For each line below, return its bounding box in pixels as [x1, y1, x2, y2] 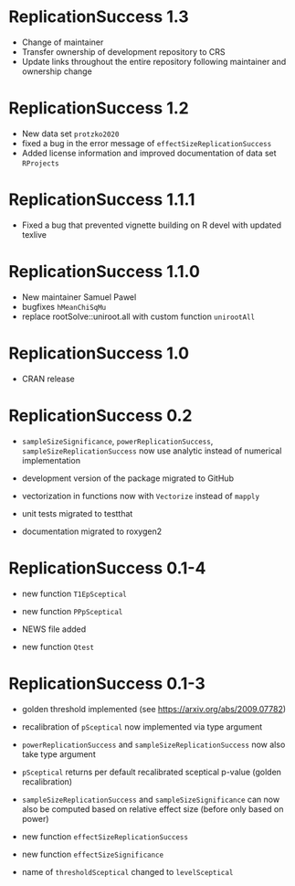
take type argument [21, 748, 97, 760]
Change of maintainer [21, 37, 104, 48]
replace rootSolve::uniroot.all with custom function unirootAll [21, 311, 256, 322]
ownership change [21, 66, 92, 77]
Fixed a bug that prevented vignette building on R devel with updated [21, 219, 282, 230]
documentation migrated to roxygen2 [21, 526, 162, 537]
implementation [21, 454, 81, 465]
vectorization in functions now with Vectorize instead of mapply [21, 490, 260, 501]
